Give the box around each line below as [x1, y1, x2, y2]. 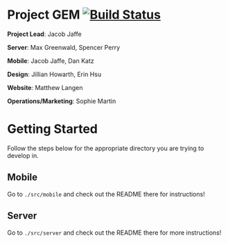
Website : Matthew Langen [7, 83, 83, 91]
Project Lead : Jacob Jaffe [7, 30, 82, 38]
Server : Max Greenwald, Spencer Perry [7, 43, 121, 51]
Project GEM [7, 7, 80, 23]
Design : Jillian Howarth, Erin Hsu [7, 70, 102, 78]
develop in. [7, 151, 40, 159]
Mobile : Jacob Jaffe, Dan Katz [7, 56, 95, 65]
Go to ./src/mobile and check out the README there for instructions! [7, 190, 206, 198]
